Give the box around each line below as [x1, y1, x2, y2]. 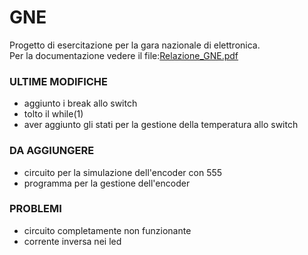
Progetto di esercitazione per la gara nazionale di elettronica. [9, 39, 261, 51]
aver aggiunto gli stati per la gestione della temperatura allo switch [23, 119, 299, 131]
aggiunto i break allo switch [23, 97, 138, 110]
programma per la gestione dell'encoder [23, 177, 191, 189]
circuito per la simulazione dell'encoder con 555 [23, 166, 223, 178]
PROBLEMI [9, 202, 62, 216]
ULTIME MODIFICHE [9, 74, 109, 88]
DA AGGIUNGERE [9, 144, 95, 158]
